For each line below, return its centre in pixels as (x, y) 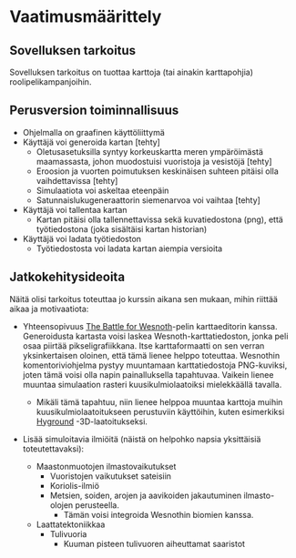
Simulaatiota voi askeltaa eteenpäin (102, 190)
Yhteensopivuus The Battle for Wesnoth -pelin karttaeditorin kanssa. (150, 326)
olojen (61, 505)
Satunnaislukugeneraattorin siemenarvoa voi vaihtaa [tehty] (148, 200)
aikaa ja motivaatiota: (49, 309)
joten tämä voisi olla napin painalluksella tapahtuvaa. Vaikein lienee (148, 374)
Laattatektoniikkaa (71, 524)
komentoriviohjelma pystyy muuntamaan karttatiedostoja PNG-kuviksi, (155, 365)
